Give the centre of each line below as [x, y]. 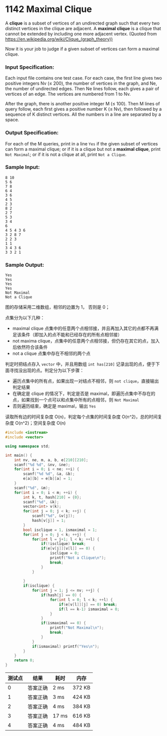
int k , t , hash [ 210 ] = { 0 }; [52, 497]
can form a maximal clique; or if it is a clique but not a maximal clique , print [83, 149]
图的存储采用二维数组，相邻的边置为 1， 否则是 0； [57, 307]
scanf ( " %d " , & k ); [41, 502]
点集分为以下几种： [25, 318]
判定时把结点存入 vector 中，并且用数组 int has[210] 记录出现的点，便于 [80, 364]
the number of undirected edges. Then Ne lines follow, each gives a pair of [82, 89]
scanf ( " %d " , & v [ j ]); [53, 516]
